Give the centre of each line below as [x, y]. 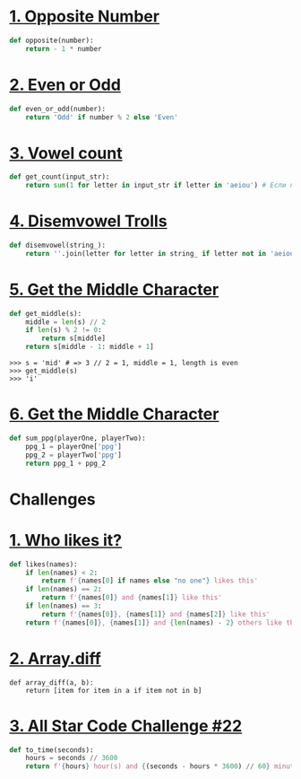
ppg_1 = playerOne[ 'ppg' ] [74, 446]
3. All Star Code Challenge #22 [126, 726]
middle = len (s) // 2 [65, 322]
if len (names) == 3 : [64, 606]
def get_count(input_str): [60, 177]
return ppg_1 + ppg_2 [65, 463]
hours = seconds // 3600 [72, 758]
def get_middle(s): [46, 313]
